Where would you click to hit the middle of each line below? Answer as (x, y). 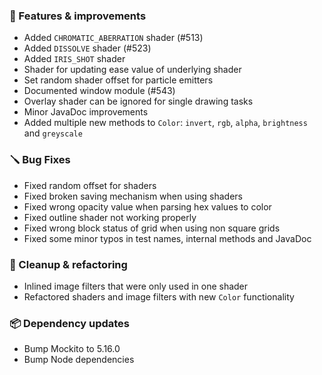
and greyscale (53, 133)
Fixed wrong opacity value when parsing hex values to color (147, 206)
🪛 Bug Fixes (40, 160)
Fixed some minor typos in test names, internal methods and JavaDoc (167, 238)
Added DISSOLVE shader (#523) (87, 48)
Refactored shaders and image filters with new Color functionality (159, 296)
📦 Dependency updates (70, 323)
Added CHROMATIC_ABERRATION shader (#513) (113, 38)
